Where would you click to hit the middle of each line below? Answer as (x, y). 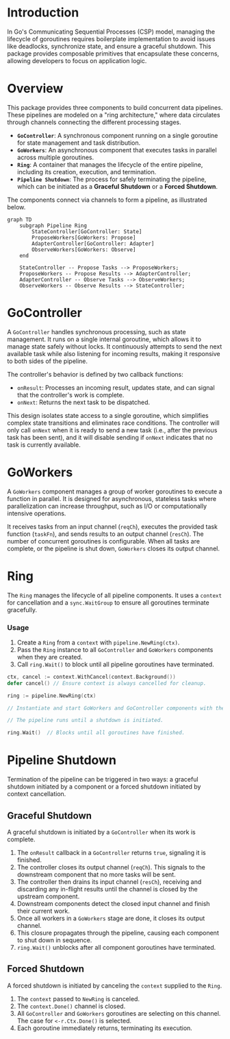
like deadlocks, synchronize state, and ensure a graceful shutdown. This (109, 46)
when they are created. (50, 657)
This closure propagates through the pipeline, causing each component (118, 933)
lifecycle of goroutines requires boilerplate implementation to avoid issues (111, 38)
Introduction (43, 13)
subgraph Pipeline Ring (53, 225)
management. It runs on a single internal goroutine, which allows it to (104, 339)
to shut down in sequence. (54, 940)
